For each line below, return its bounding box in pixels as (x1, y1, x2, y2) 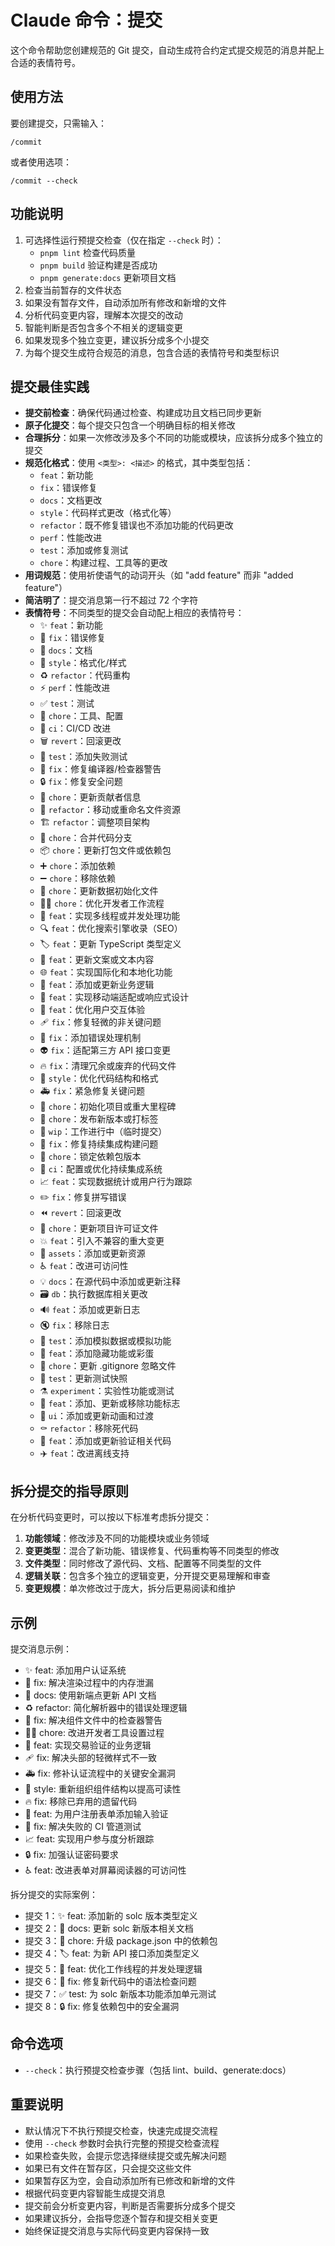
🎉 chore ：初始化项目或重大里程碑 (39, 1101, 177, 1113)
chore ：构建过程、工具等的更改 (39, 557, 168, 569)
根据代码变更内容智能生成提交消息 (24, 2187, 166, 2199)
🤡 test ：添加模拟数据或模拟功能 (39, 1335, 172, 1347)
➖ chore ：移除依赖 (39, 872, 116, 885)
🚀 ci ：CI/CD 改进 (39, 722, 112, 735)
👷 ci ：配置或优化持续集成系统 (39, 1163, 163, 1175)
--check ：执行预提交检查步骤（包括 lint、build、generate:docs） (24, 2064, 292, 2076)
